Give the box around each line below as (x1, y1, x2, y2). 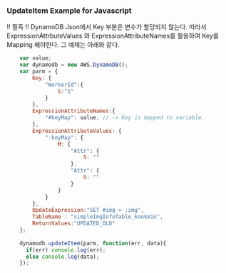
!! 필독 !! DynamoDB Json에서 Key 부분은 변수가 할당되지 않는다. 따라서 (6, 23, 207, 31)
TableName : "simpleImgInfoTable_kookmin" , (32, 213, 163, 220)
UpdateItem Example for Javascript (6, 6, 132, 16)
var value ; (19, 55, 52, 62)
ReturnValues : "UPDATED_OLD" (32, 220, 115, 227)
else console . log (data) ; (25, 253, 100, 260)
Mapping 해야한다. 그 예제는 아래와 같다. (6, 41, 120, 49)
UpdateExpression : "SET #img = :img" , (32, 207, 144, 214)
